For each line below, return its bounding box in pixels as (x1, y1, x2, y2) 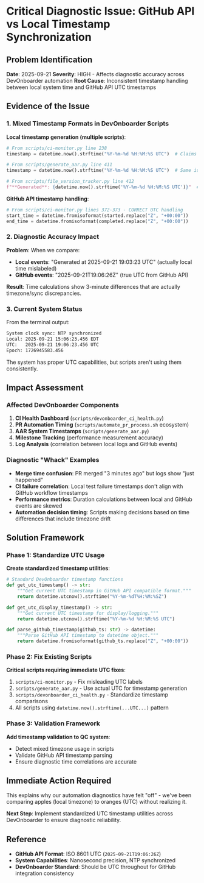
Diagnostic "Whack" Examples (6, 456, 100, 464)
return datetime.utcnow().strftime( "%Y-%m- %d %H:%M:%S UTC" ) (17, 615, 175, 622)
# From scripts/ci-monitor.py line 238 (6, 145, 107, 151)
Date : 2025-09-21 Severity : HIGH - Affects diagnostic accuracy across (6, 71, 185, 77)
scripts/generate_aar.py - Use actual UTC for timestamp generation (15, 684, 188, 692)
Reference (6, 834, 47, 845)
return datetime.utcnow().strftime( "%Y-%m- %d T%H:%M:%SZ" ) (17, 593, 167, 600)
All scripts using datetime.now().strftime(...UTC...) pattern (15, 704, 169, 711)
